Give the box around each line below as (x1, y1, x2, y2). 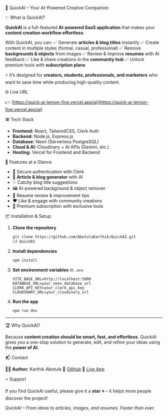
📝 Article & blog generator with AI (12, 174, 83, 180)
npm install (12, 258, 37, 263)
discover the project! (5, 395, 48, 401)
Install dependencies (12, 248, 57, 254)
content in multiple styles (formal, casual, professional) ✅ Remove (5, 45, 141, 51)
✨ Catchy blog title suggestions (12, 179, 78, 185)
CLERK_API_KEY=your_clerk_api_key (12, 285, 84, 290)
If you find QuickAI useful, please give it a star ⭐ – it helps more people (5, 388, 151, 394)
